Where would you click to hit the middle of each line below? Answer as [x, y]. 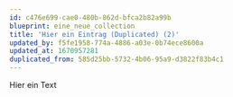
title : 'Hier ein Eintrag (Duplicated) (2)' [94, 34]
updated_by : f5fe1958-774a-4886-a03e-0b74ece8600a [107, 43]
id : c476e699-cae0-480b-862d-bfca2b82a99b [90, 18]
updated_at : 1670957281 [54, 51]
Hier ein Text [33, 85]
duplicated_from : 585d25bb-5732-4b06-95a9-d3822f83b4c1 [116, 59]
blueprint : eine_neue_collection [72, 26]
